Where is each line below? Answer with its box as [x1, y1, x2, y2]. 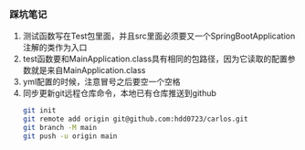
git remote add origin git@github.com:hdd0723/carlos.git [22, 114, 248, 124]
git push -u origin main [22, 131, 118, 141]
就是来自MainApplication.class [30, 65, 146, 76]
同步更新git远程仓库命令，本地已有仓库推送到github [22, 88, 217, 99]
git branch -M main [22, 123, 98, 133]
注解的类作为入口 [22, 42, 88, 53]
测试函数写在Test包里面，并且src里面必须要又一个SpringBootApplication [22, 30, 296, 42]
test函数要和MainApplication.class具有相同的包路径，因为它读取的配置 [22, 53, 288, 65]
